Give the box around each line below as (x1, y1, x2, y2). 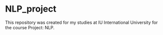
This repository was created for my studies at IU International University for (5, 19, 158, 25)
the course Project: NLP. (5, 24, 55, 30)
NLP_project (5, 3, 57, 15)
